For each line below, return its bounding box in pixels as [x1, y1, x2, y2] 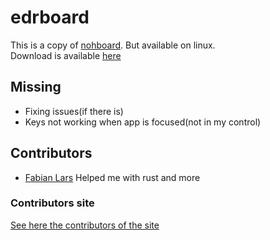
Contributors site [10, 196, 95, 210]
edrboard [10, 6, 90, 29]
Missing [10, 79, 62, 96]
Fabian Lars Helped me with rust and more [24, 171, 201, 183]
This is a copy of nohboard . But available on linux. [10, 39, 216, 51]
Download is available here [10, 49, 122, 61]
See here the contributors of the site [10, 219, 160, 231]
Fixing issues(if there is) [24, 105, 124, 117]
